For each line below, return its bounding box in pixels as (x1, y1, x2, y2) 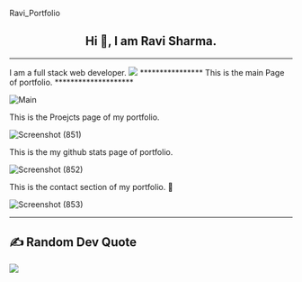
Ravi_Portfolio (9, 8, 61, 18)
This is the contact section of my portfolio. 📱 (9, 181, 173, 192)
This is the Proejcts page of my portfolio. (9, 112, 160, 123)
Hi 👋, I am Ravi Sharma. (84, 33, 218, 49)
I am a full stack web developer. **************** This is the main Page (9, 67, 285, 77)
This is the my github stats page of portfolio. (9, 146, 173, 157)
